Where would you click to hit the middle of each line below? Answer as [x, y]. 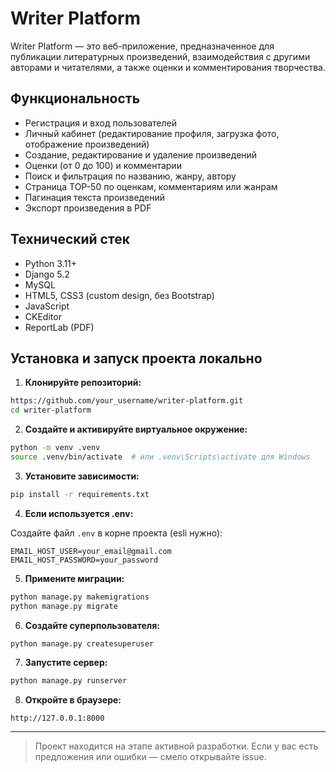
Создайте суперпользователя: [92, 625]
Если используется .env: [79, 513]
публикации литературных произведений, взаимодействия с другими [160, 56]
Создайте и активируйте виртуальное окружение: [136, 429]
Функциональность [75, 98]
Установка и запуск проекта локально [136, 358]
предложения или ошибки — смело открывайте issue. [150, 757]
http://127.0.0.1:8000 [57, 718]
